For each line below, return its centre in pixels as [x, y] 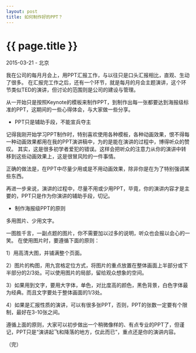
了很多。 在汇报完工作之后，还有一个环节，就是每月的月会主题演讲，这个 [94, 83]
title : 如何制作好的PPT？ [34, 17]
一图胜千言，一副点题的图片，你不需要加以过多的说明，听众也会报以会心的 [95, 233]
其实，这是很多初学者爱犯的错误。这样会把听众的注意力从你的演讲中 [99, 149]
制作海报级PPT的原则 [40, 208]
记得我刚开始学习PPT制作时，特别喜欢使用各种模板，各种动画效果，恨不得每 [98, 135]
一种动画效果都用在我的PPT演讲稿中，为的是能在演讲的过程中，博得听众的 [95, 142]
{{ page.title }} [42, 46]
